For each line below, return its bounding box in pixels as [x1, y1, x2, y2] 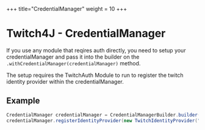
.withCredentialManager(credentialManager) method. [6, 59, 141, 67]
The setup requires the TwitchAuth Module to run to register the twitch [6, 71, 184, 79]
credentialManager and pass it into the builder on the [6, 53, 140, 60]
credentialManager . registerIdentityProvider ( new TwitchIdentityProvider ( [6, 117, 198, 124]
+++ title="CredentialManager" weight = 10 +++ [6, 5, 127, 12]
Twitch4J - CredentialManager [6, 27, 166, 40]
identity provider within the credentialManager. [6, 78, 124, 85]
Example [6, 96, 40, 106]
